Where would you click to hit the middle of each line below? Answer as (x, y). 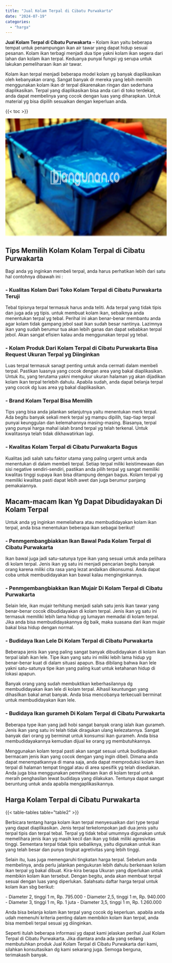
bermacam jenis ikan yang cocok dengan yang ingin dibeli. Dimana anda (82, 756)
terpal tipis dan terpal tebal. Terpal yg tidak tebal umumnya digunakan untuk (86, 833)
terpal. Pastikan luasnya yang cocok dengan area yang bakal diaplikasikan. (84, 371)
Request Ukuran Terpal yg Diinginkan (52, 354)
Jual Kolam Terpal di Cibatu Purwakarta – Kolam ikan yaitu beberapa (79, 42)
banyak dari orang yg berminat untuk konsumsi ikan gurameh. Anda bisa (82, 735)
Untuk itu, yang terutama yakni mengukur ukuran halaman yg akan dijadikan (85, 376)
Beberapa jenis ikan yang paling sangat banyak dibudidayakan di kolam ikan (86, 652)
